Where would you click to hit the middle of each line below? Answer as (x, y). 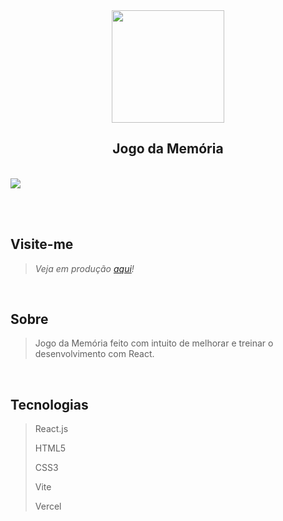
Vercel (48, 506)
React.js (51, 429)
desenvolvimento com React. (94, 354)
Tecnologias (49, 404)
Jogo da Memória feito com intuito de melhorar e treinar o (154, 343)
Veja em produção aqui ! (84, 268)
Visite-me (42, 244)
